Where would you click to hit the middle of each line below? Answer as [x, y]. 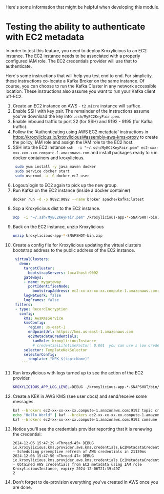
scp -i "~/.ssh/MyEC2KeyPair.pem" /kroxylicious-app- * [71, 217]
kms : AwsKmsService [43, 318]
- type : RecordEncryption [41, 309]
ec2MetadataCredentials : [53, 336]
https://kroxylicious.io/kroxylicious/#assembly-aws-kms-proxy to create [85, 137]
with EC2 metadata [45, 37]
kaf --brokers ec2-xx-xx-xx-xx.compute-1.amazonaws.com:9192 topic [82, 411]
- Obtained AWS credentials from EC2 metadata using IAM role [77, 464]
